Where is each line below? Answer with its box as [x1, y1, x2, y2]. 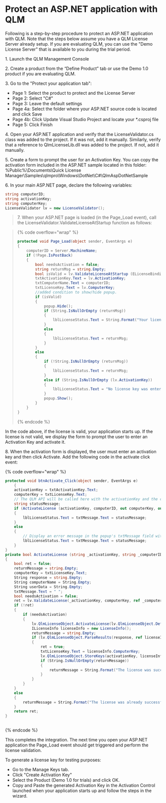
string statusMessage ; [14, 501, 61, 507]
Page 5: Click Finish [12, 122, 53, 128]
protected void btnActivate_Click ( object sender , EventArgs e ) [5, 478, 138, 483]
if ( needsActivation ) [23, 612, 68, 617]
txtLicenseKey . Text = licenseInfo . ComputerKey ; [40, 649, 140, 654]
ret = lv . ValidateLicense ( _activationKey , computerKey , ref [14, 598, 140, 603]
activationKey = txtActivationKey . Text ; [14, 487, 98, 492]
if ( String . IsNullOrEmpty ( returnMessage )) [40, 658, 129, 663]
